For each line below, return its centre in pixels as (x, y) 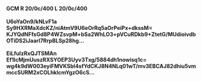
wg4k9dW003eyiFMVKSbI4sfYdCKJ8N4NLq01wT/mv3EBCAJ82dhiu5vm (101, 66)
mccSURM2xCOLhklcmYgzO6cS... (51, 72)
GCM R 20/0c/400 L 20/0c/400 (47, 8)
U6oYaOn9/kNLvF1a (32, 22)
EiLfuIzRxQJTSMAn (32, 53)
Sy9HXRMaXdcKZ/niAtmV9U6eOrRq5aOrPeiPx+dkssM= (79, 28)
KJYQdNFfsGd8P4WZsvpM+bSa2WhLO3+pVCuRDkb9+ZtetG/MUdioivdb (101, 34)
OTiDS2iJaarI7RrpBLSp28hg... (45, 41)
